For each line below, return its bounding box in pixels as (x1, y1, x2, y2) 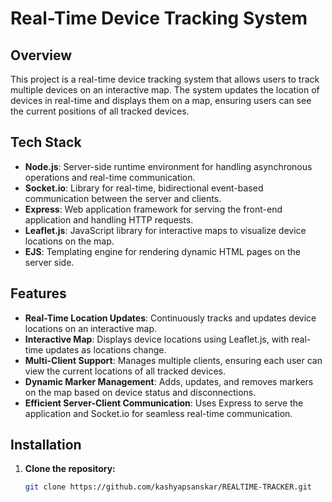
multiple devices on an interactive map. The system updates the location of (10, 84, 320, 96)
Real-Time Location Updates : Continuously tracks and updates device (24, 312, 317, 324)
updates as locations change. (45, 343, 167, 356)
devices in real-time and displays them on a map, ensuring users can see (10, 95, 312, 106)
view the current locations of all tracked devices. (24, 365, 226, 377)
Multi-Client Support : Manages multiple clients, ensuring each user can (24, 354, 323, 366)
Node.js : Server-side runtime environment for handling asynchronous (24, 160, 313, 172)
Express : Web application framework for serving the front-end (24, 203, 283, 215)
